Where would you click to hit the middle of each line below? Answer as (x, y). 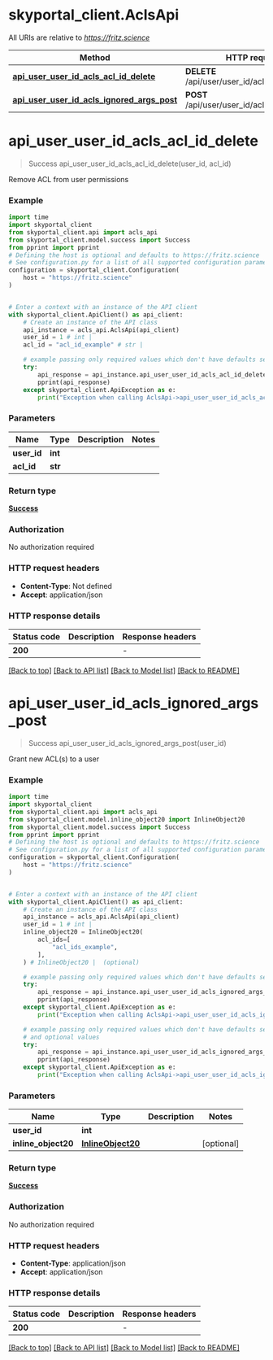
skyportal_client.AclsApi (94, 15)
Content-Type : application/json (73, 1263)
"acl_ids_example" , (84, 947)
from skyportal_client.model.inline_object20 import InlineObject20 (127, 819)
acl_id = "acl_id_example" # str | (83, 345)
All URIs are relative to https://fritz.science (79, 37)
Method (95, 57)
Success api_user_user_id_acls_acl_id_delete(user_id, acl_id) (130, 163)
